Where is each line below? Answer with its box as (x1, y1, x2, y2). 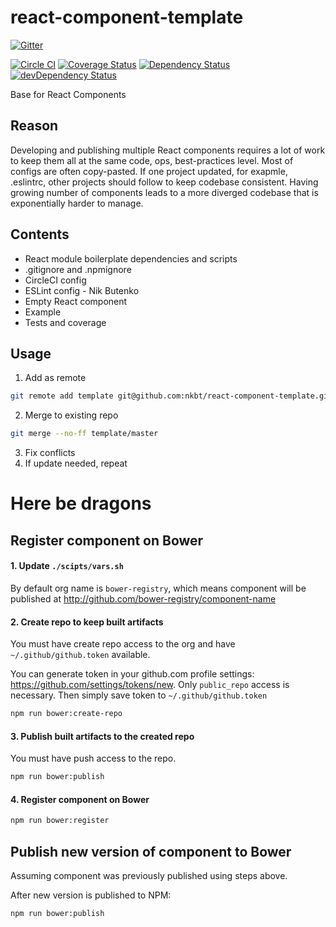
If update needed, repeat (24, 457, 128, 470)
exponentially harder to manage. (10, 197, 144, 209)
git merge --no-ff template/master (10, 429, 159, 439)
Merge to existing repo (24, 409, 119, 421)
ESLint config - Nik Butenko (24, 284, 140, 296)
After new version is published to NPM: (10, 889, 172, 901)
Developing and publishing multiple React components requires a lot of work (10, 144, 326, 156)
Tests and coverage (24, 316, 107, 328)
